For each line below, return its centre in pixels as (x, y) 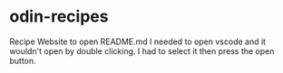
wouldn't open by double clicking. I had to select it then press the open (142, 50)
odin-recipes (59, 17)
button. (23, 60)
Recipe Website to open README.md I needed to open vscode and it (137, 41)
